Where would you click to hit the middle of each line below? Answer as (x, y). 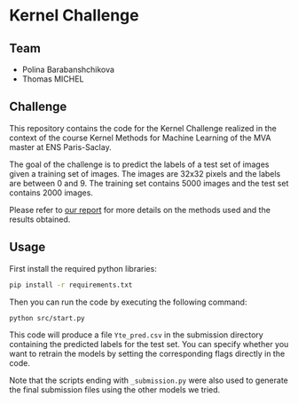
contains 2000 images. (51, 193)
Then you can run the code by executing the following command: (128, 302)
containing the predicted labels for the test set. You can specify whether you (149, 345)
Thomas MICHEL (53, 79)
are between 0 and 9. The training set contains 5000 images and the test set (149, 183)
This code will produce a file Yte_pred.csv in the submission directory (136, 335)
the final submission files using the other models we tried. (115, 390)
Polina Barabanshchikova (68, 69)
